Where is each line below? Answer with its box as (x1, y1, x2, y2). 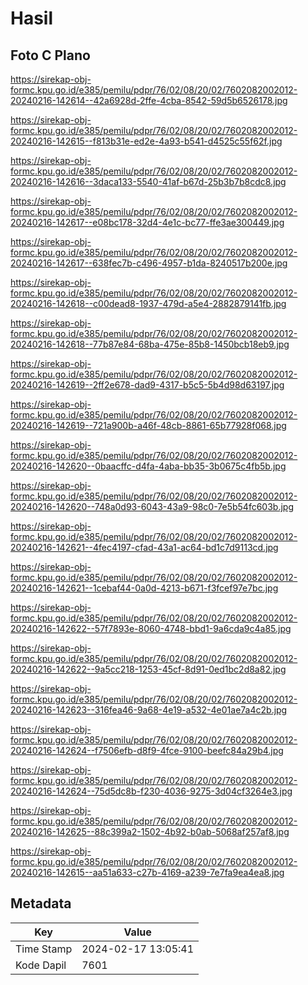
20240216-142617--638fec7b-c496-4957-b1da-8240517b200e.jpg (10, 257, 288, 269)
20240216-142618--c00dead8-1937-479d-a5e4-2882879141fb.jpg (10, 298, 287, 309)
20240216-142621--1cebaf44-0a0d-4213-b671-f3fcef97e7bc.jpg (10, 582, 279, 594)
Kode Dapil (15, 958, 67, 972)
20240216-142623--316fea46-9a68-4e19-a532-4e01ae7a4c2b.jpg (10, 704, 288, 716)
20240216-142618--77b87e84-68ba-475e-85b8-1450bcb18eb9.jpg (10, 338, 290, 350)
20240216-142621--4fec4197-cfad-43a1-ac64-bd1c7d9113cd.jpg (10, 542, 279, 553)
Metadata (10, 895, 72, 912)
